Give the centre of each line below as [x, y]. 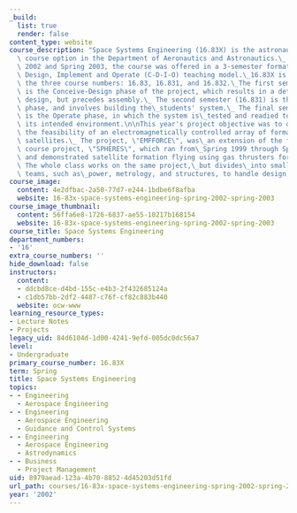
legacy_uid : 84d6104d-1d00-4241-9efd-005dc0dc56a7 [104, 338]
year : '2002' [33, 494]
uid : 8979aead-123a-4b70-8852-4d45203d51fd [91, 478]
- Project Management [57, 470]
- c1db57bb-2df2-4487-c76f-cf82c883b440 [92, 297]
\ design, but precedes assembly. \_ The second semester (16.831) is [148, 100]
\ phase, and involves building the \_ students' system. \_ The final [146, 108]
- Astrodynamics [47, 453]
